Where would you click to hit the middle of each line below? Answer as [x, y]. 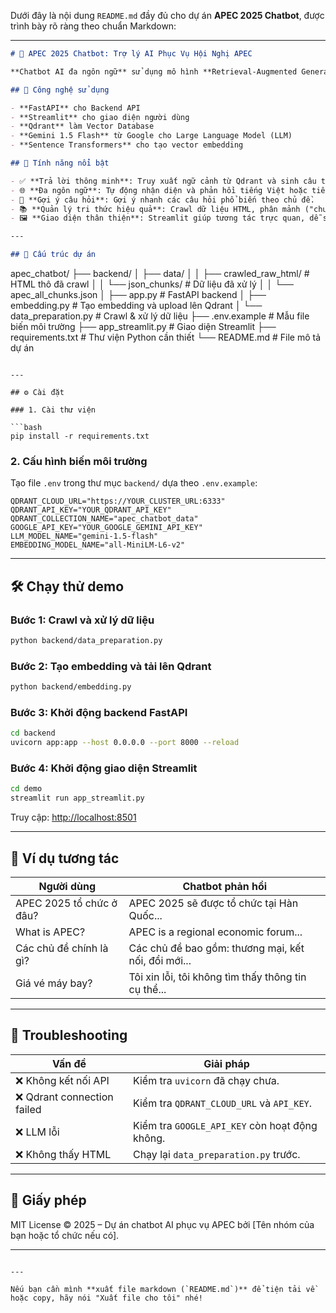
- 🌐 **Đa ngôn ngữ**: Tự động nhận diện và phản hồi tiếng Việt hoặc [159, 190]
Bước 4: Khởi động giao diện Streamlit [104, 768]
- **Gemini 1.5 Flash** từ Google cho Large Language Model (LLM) [151, 136]
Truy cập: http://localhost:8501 [73, 817]
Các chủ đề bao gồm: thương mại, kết [216, 948]
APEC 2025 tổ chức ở [66, 903]
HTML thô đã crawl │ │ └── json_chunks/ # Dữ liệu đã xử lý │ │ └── [152, 284]
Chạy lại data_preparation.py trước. [216, 1154]
